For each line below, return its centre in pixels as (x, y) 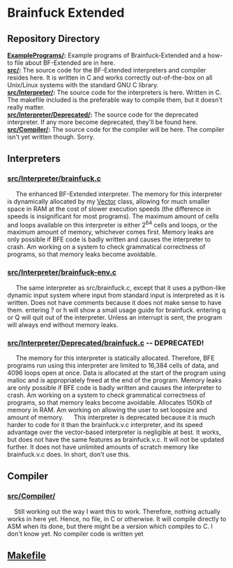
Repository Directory (54, 39)
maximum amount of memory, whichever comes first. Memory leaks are (111, 232)
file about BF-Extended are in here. (65, 63)
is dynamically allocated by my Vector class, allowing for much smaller (109, 201)
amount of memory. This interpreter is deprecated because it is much (111, 417)
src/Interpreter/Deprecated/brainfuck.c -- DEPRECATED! (106, 343)
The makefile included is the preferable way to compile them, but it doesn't (115, 100)
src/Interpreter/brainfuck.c (54, 179)
